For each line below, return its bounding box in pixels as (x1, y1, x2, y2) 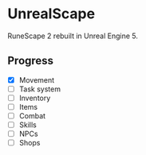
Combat (18, 111, 45, 120)
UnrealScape (7, 5, 96, 23)
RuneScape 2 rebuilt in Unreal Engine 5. (7, 31, 139, 41)
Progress (7, 54, 53, 68)
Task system (18, 84, 61, 94)
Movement (18, 75, 55, 84)
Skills (18, 120, 37, 130)
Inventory (18, 93, 51, 103)
